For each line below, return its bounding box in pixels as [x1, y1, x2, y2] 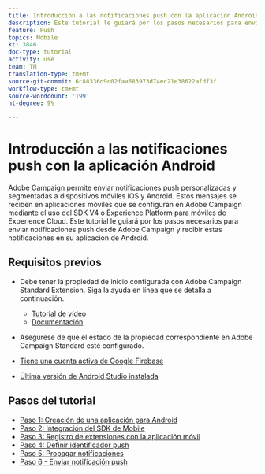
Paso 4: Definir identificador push [19, 440, 129, 450]
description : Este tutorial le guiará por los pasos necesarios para [8, 19, 242, 27]
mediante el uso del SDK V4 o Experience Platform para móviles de [8, 208, 226, 217]
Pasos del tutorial [8, 394, 96, 408]
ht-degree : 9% [8, 99, 55, 107]
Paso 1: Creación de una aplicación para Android [19, 415, 178, 424]
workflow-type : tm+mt [8, 84, 80, 93]
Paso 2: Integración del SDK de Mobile [19, 423, 145, 433]
